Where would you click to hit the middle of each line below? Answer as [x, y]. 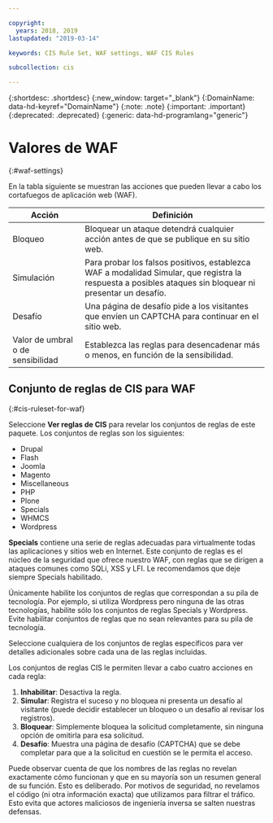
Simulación [34, 278]
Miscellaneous [44, 483]
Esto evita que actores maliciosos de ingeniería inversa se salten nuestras [132, 803]
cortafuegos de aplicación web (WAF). [73, 195]
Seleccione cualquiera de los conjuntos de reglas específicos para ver [126, 643]
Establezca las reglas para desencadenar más [172, 345]
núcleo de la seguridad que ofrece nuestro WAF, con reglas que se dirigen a [136, 559]
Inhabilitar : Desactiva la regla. [71, 692]
